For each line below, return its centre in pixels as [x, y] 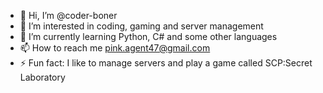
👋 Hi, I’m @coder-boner [68, 15]
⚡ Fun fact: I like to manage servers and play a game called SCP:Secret [166, 63]
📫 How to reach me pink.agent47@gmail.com [115, 48]
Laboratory [42, 77]
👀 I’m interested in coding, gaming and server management [141, 26]
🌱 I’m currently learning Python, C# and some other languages [148, 36]
